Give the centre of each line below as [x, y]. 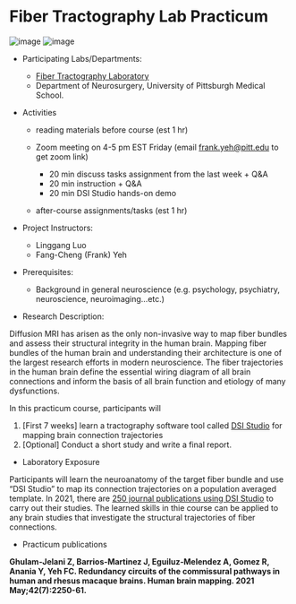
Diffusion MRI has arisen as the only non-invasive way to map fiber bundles [148, 333]
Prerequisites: [48, 272]
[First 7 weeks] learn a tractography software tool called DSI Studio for [152, 425]
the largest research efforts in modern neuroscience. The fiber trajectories [146, 362]
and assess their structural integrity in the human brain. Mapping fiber [138, 343]
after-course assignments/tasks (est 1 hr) [111, 210]
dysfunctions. [34, 391]
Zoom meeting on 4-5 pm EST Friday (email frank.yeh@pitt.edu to [157, 147]
